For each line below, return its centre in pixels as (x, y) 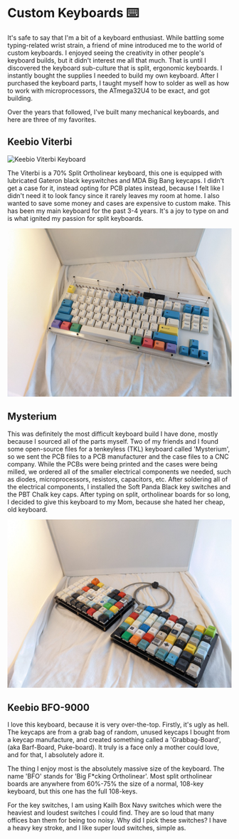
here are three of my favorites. (52, 119)
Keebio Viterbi (40, 142)
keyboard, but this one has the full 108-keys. (73, 791)
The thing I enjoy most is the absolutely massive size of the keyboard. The (116, 768)
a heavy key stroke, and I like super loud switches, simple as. (97, 828)
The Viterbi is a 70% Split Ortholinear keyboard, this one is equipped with (115, 173)
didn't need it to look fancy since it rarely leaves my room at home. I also (113, 195)
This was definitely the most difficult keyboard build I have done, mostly (113, 434)
